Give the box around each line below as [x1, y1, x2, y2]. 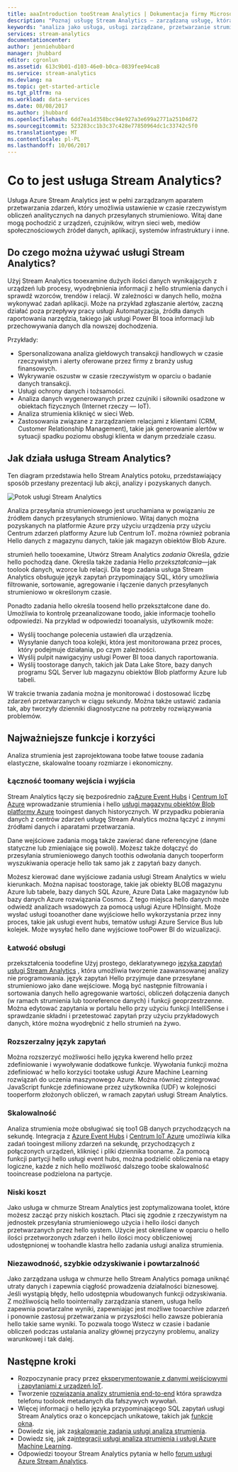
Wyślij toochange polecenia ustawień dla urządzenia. [17, 630, 174, 638]
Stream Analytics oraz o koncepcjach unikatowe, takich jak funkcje [17, 1412, 213, 1420]
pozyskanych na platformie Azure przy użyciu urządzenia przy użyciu [7, 521, 211, 530]
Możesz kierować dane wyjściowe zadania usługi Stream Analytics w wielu [7, 872, 227, 881]
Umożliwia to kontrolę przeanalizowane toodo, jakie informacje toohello [7, 608, 216, 617]
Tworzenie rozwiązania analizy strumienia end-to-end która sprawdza [17, 1389, 222, 1398]
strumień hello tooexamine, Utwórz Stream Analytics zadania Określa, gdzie [7, 550, 230, 558]
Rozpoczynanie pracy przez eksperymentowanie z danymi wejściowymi [17, 1374, 228, 1383]
